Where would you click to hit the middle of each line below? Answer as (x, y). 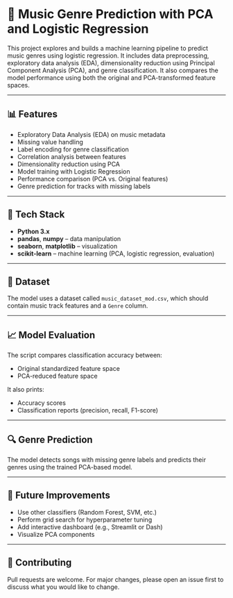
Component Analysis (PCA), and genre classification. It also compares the (113, 70)
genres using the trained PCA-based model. (70, 467)
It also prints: (26, 390)
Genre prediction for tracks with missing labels (84, 186)
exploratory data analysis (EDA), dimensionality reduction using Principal (111, 63)
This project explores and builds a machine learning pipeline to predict (108, 48)
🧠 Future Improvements (59, 496)
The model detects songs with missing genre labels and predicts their (107, 460)
